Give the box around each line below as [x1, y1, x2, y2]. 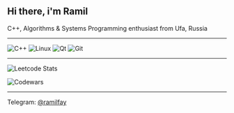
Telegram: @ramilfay [7, 98, 67, 106]
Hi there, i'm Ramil [7, 6, 88, 17]
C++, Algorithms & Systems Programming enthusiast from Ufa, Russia [7, 24, 208, 32]
